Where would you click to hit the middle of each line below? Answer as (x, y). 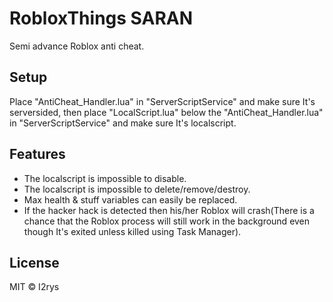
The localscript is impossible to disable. (105, 178)
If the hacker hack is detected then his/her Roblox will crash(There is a (169, 210)
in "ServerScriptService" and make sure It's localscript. (123, 123)
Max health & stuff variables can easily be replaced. (130, 199)
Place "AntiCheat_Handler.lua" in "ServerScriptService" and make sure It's (162, 101)
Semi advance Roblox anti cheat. (77, 46)
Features (37, 154)
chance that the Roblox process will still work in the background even (167, 221)
